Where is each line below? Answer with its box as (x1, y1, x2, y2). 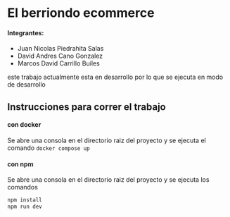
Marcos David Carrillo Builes (17, 59, 100, 68)
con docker (7, 120, 41, 129)
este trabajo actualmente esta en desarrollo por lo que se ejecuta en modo (7, 73, 224, 82)
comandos (7, 183, 39, 192)
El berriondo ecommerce (7, 5, 155, 21)
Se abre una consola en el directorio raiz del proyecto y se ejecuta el (7, 136, 206, 144)
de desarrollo (7, 80, 46, 89)
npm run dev (7, 203, 42, 211)
